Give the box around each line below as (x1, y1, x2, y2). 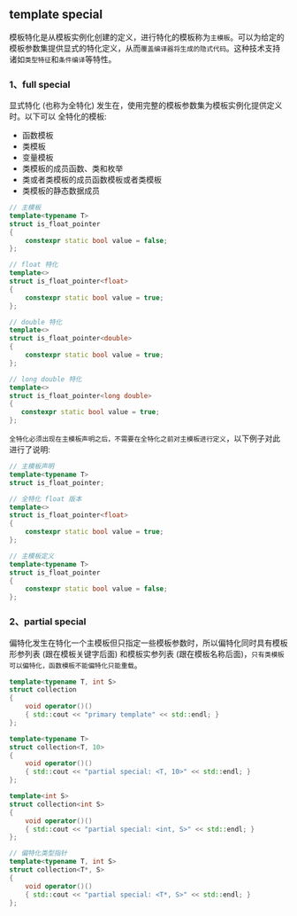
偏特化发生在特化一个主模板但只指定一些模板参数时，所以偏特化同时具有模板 (9, 638, 288, 648)
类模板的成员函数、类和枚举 (21, 163, 124, 174)
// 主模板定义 (9, 552, 55, 560)
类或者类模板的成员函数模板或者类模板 (21, 175, 162, 185)
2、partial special (9, 615, 87, 628)
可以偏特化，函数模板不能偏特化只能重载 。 (9, 660, 142, 670)
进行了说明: (9, 444, 51, 455)
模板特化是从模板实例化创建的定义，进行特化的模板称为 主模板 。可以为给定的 (9, 31, 285, 43)
